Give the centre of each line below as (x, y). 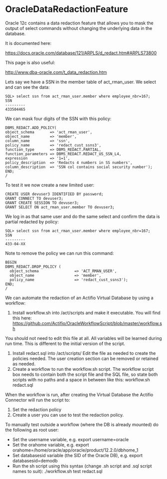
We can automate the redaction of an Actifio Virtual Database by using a (79, 298)
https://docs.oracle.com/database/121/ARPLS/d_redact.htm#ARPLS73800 (81, 53)
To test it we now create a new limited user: (50, 185)
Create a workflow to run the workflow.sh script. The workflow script (83, 369)
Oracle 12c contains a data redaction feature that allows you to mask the (79, 23)
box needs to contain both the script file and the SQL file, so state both (85, 374)
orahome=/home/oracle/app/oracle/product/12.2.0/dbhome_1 (75, 450)
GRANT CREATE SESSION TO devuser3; (42, 203)
